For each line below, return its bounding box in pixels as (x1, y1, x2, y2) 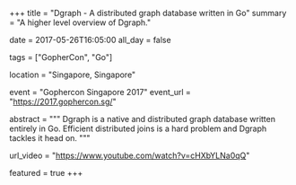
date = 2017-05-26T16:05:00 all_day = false (9, 35, 172, 45)
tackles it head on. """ (9, 133, 91, 143)
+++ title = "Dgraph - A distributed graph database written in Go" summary (9, 8, 287, 18)
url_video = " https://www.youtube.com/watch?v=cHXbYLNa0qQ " (9, 150, 250, 161)
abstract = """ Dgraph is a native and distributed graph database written (9, 114, 276, 124)
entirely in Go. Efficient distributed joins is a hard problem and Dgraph (9, 123, 267, 134)
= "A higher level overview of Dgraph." (9, 17, 151, 28)
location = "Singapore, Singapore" (9, 69, 136, 80)
